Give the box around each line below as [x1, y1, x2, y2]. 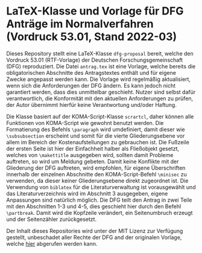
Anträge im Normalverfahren [6, 17, 154, 31]
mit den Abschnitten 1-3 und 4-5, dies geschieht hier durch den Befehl [6, 202, 181, 210]
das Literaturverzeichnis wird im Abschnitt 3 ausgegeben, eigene [6, 190, 168, 197]
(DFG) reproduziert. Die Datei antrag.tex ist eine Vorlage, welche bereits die [6, 62, 196, 70]
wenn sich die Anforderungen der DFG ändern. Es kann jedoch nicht [6, 82, 176, 89]
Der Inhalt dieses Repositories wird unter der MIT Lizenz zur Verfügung [6, 227, 183, 234]
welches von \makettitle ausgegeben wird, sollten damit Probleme [6, 151, 174, 158]
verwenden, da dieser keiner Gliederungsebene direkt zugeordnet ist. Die [6, 177, 189, 184]
